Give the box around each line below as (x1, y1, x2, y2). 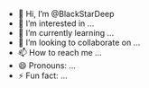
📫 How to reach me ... (17, 48, 102, 57)
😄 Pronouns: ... (17, 60, 77, 71)
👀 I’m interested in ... (17, 18, 95, 29)
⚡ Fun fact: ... (17, 70, 68, 81)
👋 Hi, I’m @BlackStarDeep (17, 9, 115, 19)
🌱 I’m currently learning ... (17, 28, 115, 38)
